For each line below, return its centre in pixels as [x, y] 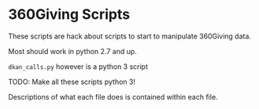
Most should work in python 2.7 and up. [73, 51]
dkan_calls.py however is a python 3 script [78, 66]
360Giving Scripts [69, 15]
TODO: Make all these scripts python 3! [72, 82]
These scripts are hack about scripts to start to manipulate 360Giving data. [130, 36]
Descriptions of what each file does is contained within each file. [113, 96]
